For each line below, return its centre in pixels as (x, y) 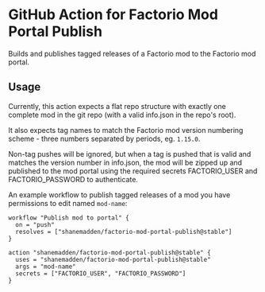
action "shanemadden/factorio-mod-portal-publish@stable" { (110, 252)
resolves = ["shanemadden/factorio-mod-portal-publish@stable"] (124, 232)
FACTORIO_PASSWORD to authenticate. (73, 179)
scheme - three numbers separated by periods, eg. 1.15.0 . (104, 138)
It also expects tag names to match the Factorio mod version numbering (126, 130)
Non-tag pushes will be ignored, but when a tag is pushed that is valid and (130, 154)
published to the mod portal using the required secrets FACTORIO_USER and (133, 171)
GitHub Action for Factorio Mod (113, 15)
